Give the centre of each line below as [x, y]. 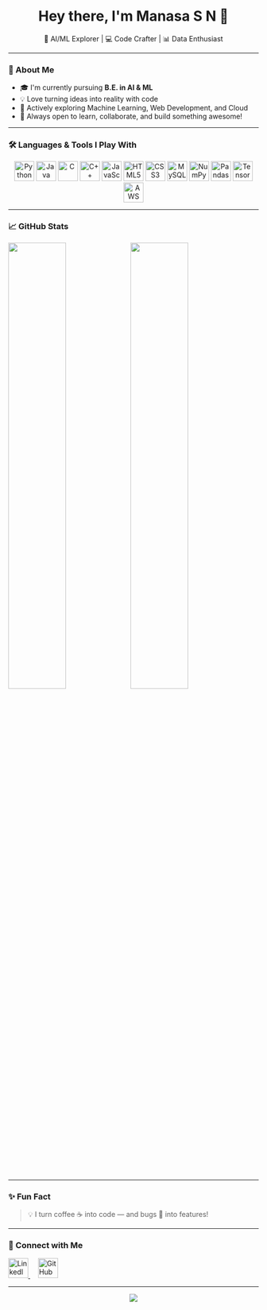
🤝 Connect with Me [46, 1246]
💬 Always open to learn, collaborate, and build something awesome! [131, 116]
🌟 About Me [31, 69]
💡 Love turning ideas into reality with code [89, 99]
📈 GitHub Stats [39, 227]
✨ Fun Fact [30, 1196]
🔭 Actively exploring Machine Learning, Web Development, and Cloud [134, 108]
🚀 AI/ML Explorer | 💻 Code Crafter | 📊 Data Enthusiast [133, 38]
